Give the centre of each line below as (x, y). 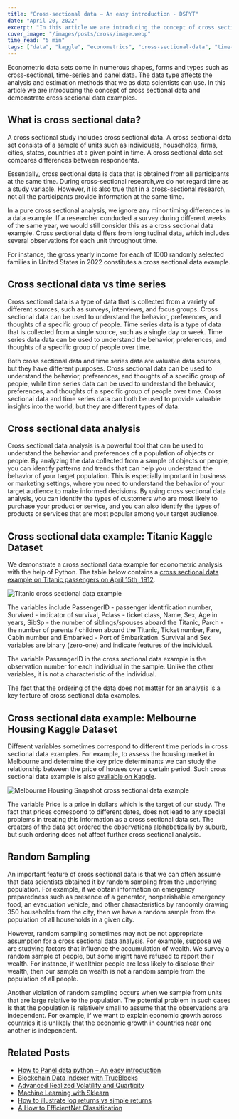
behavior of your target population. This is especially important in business (117, 476)
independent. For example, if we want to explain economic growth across (115, 1015)
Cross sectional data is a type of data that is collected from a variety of (111, 301)
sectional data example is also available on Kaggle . (82, 777)
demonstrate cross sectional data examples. (72, 98)
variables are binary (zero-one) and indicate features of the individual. (110, 645)
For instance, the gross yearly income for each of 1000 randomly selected (116, 254)
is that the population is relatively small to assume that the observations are (118, 1007)
